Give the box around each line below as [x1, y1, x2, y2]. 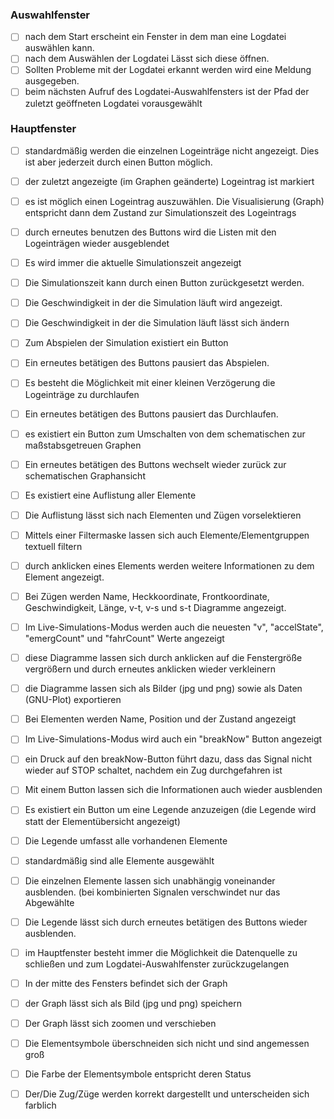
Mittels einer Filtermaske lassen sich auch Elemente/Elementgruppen [24, 529, 310, 541]
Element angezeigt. [24, 571, 105, 583]
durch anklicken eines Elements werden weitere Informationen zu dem [24, 559, 315, 572]
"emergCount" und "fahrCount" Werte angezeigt [24, 633, 225, 645]
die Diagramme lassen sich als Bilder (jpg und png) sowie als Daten [24, 683, 303, 695]
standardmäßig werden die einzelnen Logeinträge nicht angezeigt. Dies [24, 144, 320, 157]
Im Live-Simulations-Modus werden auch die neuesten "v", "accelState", [24, 621, 324, 633]
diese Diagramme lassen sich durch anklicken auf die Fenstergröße [24, 652, 303, 664]
